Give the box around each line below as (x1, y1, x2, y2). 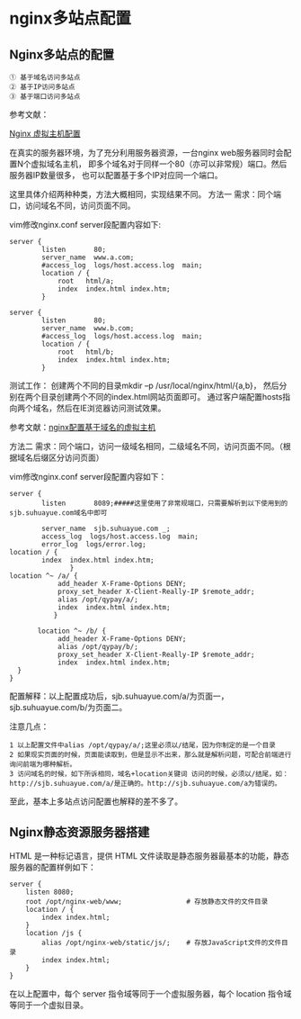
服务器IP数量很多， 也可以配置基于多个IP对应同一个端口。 (9, 170, 223, 180)
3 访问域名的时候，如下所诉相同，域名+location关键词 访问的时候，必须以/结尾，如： (9, 770, 289, 779)
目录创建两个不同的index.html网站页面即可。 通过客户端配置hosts (40, 392, 283, 401)
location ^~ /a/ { (9, 572, 78, 581)
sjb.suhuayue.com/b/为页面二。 (9, 702, 128, 712)
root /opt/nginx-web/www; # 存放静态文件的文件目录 (25, 897, 269, 906)
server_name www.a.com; (41, 253, 135, 262)
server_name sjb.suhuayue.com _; (41, 524, 171, 533)
